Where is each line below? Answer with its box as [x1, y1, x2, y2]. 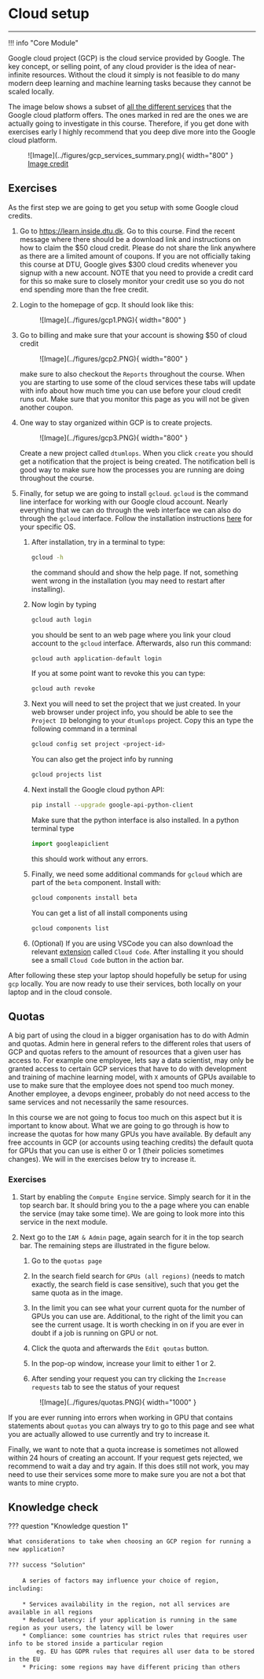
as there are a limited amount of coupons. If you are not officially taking [19, 251, 251, 260]
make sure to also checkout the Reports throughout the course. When [19, 369, 245, 378]
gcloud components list [31, 924, 110, 932]
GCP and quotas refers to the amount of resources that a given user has [8, 1047, 242, 1057]
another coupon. [19, 402, 74, 412]
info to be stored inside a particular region [8, 1640, 163, 1648]
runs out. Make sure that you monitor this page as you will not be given [19, 394, 250, 403]
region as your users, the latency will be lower [8, 1624, 174, 1632]
